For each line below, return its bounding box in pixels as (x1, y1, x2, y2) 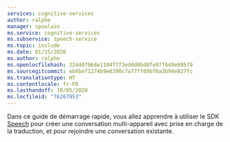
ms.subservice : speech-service (7, 36, 97, 43)
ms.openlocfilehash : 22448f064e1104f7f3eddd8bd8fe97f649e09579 (7, 61, 193, 68)
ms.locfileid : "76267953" (7, 94, 82, 101)
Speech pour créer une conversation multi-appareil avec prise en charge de (7, 120, 223, 128)
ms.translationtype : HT (7, 74, 76, 81)
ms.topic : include (7, 42, 60, 49)
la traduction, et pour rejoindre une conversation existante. (7, 127, 174, 135)
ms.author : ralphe (7, 55, 60, 62)
